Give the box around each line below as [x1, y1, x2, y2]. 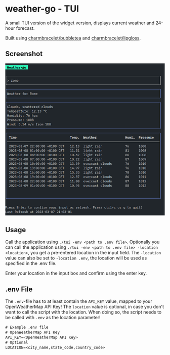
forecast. [16, 25, 35, 31]
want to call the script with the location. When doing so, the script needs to [5, 309, 162, 315]
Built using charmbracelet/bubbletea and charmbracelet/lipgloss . [5, 35, 141, 41]
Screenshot [5, 50, 43, 58]
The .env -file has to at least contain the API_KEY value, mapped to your [5, 298, 153, 304]
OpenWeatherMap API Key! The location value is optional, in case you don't [5, 304, 164, 310]
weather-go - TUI [5, 3, 79, 15]
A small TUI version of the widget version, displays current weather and [5, 20, 155, 26]
